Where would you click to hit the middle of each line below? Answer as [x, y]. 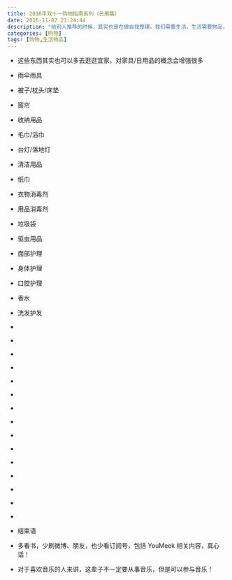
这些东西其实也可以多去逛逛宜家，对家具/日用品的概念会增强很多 [110, 61]
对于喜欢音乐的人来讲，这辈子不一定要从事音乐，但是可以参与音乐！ [115, 570]
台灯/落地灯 [34, 150]
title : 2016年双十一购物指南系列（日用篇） [64, 14]
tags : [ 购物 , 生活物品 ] [37, 40]
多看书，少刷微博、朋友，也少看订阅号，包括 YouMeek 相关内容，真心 [118, 546]
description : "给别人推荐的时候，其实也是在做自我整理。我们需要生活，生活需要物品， [118, 27]
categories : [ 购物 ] [35, 33]
